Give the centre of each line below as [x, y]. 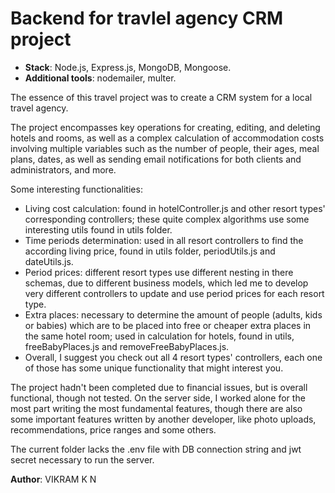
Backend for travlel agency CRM [147, 18]
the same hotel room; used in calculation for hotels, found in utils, [159, 336]
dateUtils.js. [49, 261]
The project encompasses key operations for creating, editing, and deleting [165, 127]
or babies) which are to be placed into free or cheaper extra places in [168, 325]
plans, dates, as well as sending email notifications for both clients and [156, 159]
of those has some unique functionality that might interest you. [154, 368]
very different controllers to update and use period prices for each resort [174, 293]
